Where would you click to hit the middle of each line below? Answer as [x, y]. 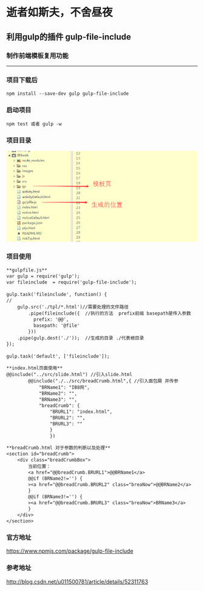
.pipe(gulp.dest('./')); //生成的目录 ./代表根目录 [81, 338]
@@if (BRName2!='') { [56, 479]
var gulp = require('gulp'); [43, 276]
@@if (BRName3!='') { [56, 497]
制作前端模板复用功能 [37, 55]
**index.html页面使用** [34, 368]
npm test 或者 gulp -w [34, 124]
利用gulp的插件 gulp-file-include [69, 37]
